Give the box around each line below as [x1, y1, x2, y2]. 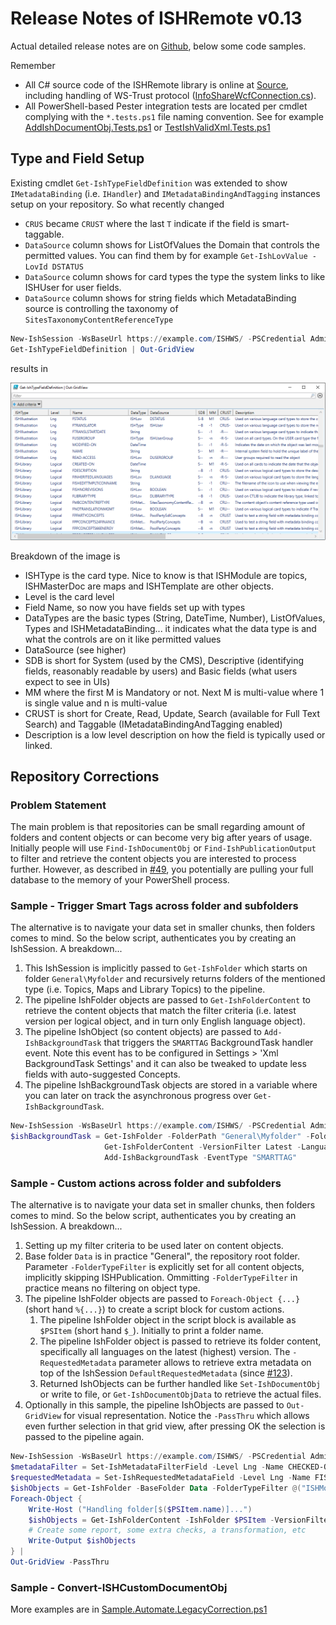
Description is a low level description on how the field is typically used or [24, 728, 326, 741]
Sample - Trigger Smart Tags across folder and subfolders [10, 899, 299, 913]
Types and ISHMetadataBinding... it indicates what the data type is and [24, 622, 317, 634]
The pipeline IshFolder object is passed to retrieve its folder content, [39, 1335, 322, 1347]
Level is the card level [24, 590, 115, 602]
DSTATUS [51, 262, 84, 272]
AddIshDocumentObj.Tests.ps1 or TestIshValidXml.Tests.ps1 [24, 121, 271, 133]
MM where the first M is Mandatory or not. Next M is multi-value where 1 [24, 686, 325, 698]
